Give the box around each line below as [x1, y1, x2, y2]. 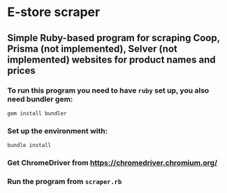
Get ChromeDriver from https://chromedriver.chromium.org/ [7, 158, 218, 168]
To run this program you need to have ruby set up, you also [7, 85, 210, 95]
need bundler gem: [7, 94, 73, 104]
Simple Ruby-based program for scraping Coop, [7, 32, 220, 44]
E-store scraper [7, 4, 101, 20]
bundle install [7, 142, 52, 149]
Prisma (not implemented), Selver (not [7, 43, 178, 54]
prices [7, 64, 36, 77]
